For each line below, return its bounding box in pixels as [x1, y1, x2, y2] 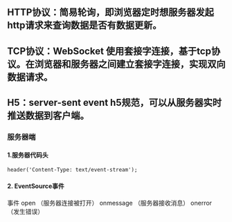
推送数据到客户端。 [7, 110, 89, 122]
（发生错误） [7, 207, 44, 216]
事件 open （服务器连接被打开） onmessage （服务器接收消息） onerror [7, 198, 213, 207]
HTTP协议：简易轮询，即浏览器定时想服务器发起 [7, 6, 215, 19]
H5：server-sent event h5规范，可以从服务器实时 [7, 97, 222, 109]
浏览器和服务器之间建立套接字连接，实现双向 [34, 58, 226, 70]
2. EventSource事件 [7, 182, 64, 190]
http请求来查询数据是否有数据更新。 [7, 19, 162, 31]
